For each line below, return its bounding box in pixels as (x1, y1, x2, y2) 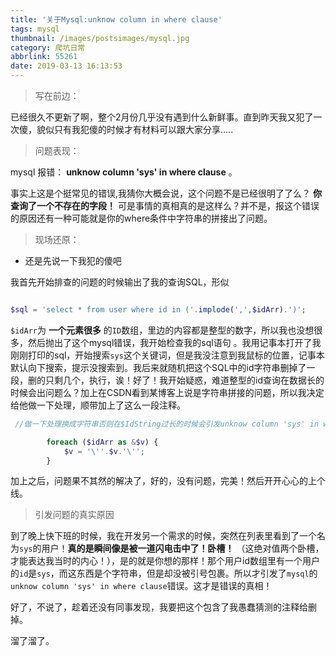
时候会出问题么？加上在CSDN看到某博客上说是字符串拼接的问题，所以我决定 (10, 386, 325, 398)
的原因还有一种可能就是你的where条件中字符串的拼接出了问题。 (10, 212, 273, 224)
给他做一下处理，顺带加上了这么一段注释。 (10, 399, 186, 411)
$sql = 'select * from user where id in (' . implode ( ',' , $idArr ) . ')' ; (10, 305, 307, 315)
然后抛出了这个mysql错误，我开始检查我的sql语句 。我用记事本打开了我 (27, 336, 322, 348)
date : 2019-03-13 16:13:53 (10, 61, 123, 71)
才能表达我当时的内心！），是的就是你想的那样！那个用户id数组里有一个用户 (10, 555, 320, 567)
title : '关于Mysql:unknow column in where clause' (10, 14, 223, 25)
